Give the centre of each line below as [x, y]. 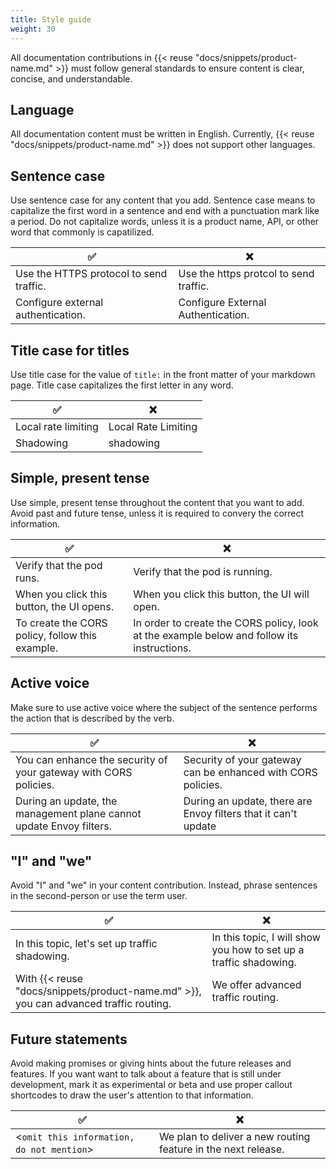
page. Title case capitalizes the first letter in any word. [122, 385]
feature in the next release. [221, 1149]
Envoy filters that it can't [240, 813]
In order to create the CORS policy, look [226, 623]
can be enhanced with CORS [250, 772]
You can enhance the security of [91, 759]
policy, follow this [56, 635]
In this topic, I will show [266, 938]
